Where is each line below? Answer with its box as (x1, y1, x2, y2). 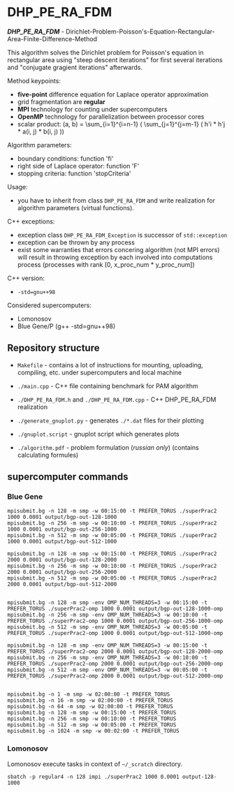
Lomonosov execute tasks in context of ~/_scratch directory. (7, 759, 183, 768)
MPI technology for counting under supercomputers (17, 105, 168, 113)
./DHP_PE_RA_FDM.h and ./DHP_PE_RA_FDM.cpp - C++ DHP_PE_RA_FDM (17, 395, 217, 404)
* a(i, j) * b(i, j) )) (17, 127, 65, 135)
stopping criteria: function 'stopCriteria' (17, 169, 131, 177)
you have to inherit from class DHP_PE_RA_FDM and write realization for (17, 196, 215, 205)
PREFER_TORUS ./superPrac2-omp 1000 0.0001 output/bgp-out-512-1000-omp (7, 630, 224, 637)
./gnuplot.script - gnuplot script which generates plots (17, 430, 180, 438)
